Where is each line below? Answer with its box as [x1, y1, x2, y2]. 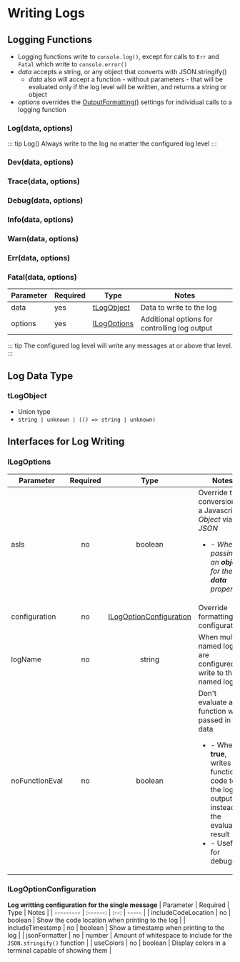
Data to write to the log [140, 303, 217, 313]
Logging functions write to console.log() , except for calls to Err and [17, 52, 219, 61]
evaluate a [198, 697, 234, 707]
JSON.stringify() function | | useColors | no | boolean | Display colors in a [7, 938, 226, 947]
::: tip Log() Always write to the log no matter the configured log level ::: [7, 139, 217, 148]
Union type [17, 407, 51, 415]
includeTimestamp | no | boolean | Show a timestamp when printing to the [7, 923, 225, 932]
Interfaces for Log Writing [7, 435, 125, 447]
